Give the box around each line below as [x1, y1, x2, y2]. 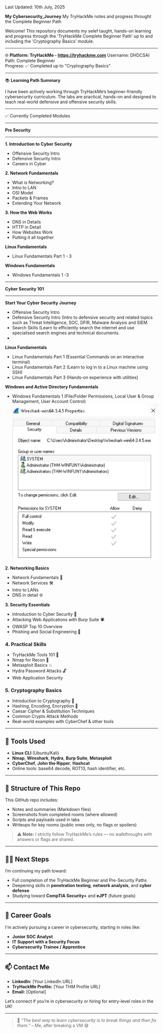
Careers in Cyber [12, 161, 47, 166]
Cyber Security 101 [5, 286, 44, 291]
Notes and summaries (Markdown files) [12, 807, 91, 812]
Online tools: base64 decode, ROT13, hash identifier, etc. [12, 766, 126, 772]
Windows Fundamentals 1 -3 [12, 272, 69, 278]
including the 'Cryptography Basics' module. [5, 38, 94, 44]
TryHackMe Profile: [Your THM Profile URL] [12, 984, 100, 989]
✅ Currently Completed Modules [5, 113, 70, 118]
